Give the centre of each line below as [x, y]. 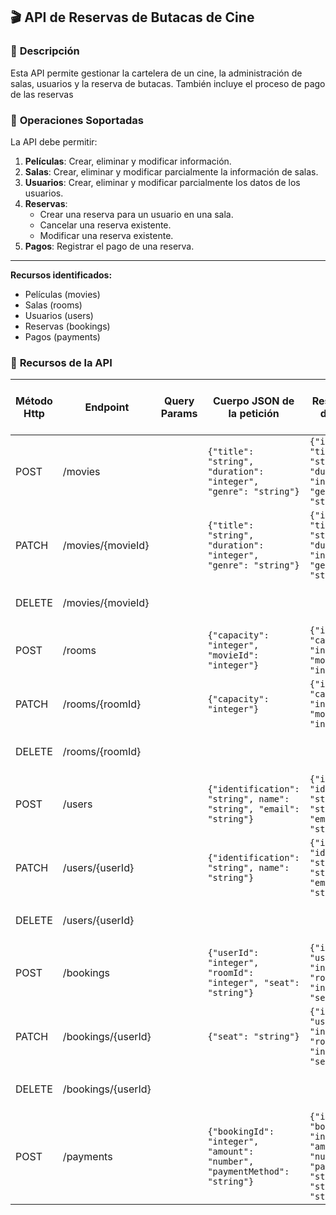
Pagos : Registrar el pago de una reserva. [109, 246]
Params [179, 414]
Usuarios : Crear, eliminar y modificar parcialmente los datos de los [162, 182]
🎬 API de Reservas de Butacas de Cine [132, 17]
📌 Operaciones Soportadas [77, 120]
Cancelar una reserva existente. [105, 225]
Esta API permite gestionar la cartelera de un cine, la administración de [156, 73]
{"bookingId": [241, 1132]
